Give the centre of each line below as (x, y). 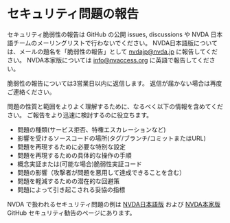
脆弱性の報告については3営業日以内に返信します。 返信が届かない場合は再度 (115, 83)
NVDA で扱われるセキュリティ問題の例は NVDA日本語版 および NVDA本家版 (114, 204)
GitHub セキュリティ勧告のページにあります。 (71, 213)
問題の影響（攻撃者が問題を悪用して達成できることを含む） (101, 172)
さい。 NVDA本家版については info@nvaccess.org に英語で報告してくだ (108, 60)
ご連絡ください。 (31, 92)
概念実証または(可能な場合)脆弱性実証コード (80, 164)
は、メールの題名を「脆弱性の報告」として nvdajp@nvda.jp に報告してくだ (113, 51)
